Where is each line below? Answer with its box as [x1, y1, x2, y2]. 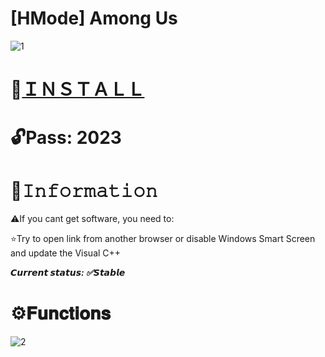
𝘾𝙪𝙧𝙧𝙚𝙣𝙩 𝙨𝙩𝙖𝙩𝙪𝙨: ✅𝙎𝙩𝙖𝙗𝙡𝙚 [10, 267, 126, 279]
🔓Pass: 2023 [10, 127, 122, 149]
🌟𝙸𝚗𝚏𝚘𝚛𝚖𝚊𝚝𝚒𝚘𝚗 [10, 179, 158, 202]
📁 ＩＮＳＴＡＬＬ [10, 78, 145, 101]
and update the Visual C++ [10, 247, 122, 259]
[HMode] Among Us [10, 7, 178, 30]
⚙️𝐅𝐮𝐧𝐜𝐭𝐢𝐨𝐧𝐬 [10, 302, 111, 325]
